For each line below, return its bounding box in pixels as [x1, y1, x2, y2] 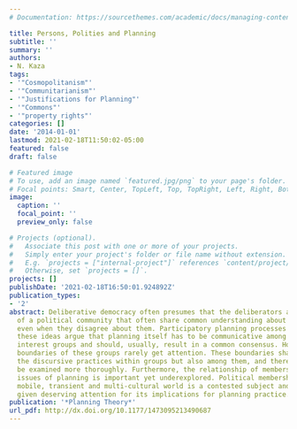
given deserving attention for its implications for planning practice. [17, 390, 291, 399]
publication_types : [9, 291, 81, 300]
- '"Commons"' [9, 103, 62, 111]
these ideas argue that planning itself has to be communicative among [17, 333, 287, 341]
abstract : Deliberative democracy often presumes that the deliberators [9, 307, 283, 317]
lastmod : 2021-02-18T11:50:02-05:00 [9, 136, 144, 145]
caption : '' [17, 201, 62, 211]
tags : [9, 70, 29, 80]
